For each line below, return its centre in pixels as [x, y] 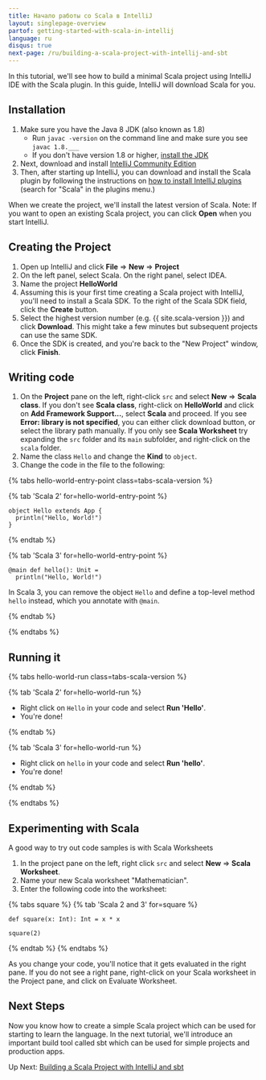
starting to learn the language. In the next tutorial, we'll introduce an [121, 1034]
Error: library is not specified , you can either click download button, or [137, 423]
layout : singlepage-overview [57, 23]
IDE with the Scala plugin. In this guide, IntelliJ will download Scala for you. [132, 85]
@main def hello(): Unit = [53, 571]
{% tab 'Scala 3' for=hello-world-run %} [75, 748]
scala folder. [41, 448]
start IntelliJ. [29, 221]
